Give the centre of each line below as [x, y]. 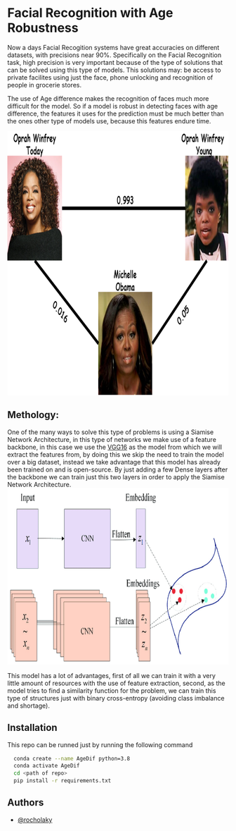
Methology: [33, 415]
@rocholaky [35, 820]
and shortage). [29, 706]
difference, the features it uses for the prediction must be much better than [116, 113]
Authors [26, 802]
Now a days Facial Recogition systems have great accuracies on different [113, 47]
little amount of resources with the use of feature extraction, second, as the [117, 683]
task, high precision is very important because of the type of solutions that [115, 62]
